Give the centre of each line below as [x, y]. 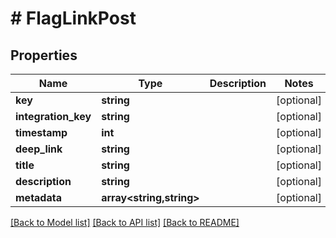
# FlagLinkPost [73, 18]
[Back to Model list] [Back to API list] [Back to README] [125, 222]
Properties [44, 55]
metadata [38, 197]
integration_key [53, 116]
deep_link [39, 149]
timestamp [41, 132]
